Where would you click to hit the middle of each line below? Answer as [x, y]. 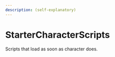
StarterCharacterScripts [58, 35]
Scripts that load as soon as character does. [52, 49]
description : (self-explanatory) [41, 10]
